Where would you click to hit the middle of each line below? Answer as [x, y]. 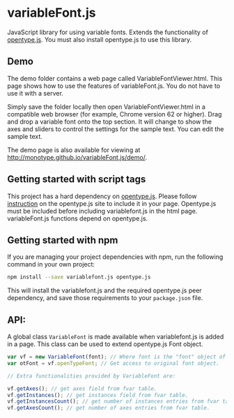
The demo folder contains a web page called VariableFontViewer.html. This [115, 78]
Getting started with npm [63, 240]
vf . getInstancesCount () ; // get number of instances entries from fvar [113, 402]
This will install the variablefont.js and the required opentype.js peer [104, 290]
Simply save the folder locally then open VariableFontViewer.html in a [106, 107]
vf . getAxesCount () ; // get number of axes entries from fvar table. [109, 408]
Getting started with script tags [77, 179]
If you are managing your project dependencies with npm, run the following [115, 257]
